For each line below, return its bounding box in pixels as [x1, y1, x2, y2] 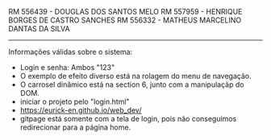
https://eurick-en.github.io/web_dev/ [19, 105, 142, 115]
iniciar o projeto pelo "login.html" [19, 97, 131, 106]
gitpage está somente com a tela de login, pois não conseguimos [19, 114, 237, 123]
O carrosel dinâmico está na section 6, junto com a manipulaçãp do [19, 80, 244, 89]
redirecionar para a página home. [19, 122, 131, 132]
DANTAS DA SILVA [8, 24, 70, 33]
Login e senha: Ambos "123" [19, 63, 115, 72]
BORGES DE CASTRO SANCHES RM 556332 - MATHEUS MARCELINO [8, 15, 242, 25]
